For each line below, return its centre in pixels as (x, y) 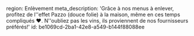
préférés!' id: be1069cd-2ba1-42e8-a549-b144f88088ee (75, 27)
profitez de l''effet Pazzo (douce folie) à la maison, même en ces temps (93, 15)
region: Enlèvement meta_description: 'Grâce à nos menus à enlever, (90, 8)
